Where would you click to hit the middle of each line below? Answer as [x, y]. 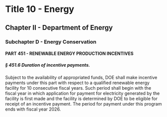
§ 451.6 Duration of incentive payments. [48, 65]
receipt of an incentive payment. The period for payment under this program [83, 104]
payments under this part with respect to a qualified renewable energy [77, 83]
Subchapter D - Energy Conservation [51, 42]
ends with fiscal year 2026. [33, 109]
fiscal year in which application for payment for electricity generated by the [83, 94]
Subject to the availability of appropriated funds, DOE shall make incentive [81, 78]
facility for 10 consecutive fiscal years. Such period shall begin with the [78, 88]
